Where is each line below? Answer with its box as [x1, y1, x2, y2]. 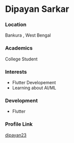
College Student [5, 56, 38, 62]
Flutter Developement [12, 80, 56, 86]
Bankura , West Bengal [5, 32, 51, 38]
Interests [5, 68, 27, 75]
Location [5, 21, 27, 28]
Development [5, 97, 38, 104]
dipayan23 [5, 132, 27, 138]
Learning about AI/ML [12, 85, 56, 91]
